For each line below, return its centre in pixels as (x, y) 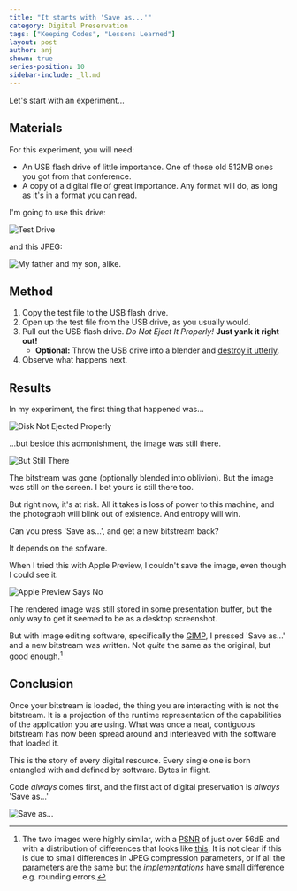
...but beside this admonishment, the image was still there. (115, 443)
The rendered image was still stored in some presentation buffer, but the (141, 609)
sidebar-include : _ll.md (55, 75)
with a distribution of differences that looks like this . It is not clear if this (152, 848)
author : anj (31, 51)
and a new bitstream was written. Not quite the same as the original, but (140, 645)
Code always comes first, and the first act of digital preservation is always (145, 786)
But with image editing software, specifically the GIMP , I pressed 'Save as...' (147, 636)
